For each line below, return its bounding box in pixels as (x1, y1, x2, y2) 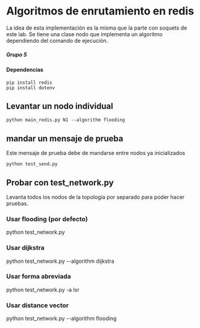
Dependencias (6, 66, 44, 73)
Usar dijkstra (6, 244, 45, 252)
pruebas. (6, 200, 29, 207)
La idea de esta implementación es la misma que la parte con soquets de (6, 24, 187, 31)
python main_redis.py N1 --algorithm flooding (6, 117, 125, 123)
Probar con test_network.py (6, 177, 114, 188)
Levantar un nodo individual (6, 101, 113, 111)
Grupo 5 (6, 51, 27, 58)
